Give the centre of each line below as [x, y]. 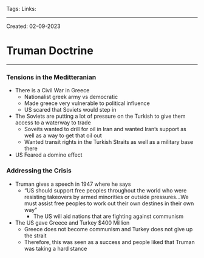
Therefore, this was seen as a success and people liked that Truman [110, 242]
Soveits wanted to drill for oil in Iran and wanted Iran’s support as [105, 129]
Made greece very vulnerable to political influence [87, 103]
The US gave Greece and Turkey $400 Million [72, 222]
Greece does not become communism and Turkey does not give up [108, 229]
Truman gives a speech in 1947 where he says [73, 184]
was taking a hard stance [56, 248]
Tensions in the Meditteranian [51, 77]
